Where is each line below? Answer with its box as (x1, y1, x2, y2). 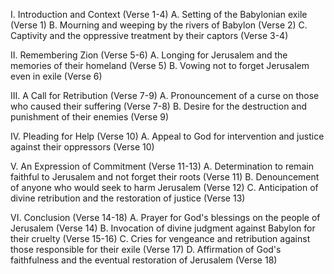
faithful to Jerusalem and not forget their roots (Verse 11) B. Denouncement (10, 171, 320, 183)
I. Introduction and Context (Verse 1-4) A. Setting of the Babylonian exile (10, 9, 308, 20)
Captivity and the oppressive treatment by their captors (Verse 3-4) (10, 30, 289, 41)
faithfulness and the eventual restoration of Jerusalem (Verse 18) (10, 254, 278, 266)
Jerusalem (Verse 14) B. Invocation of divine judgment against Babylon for (10, 222, 316, 234)
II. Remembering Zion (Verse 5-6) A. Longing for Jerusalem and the (10, 49, 288, 61)
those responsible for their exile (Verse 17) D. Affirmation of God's (10, 244, 282, 255)
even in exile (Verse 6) (10, 70, 103, 82)
